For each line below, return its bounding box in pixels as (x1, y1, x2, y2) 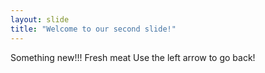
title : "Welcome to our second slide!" (10, 24, 177, 34)
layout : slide (10, 14, 70, 25)
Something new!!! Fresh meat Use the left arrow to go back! (10, 51, 256, 63)
